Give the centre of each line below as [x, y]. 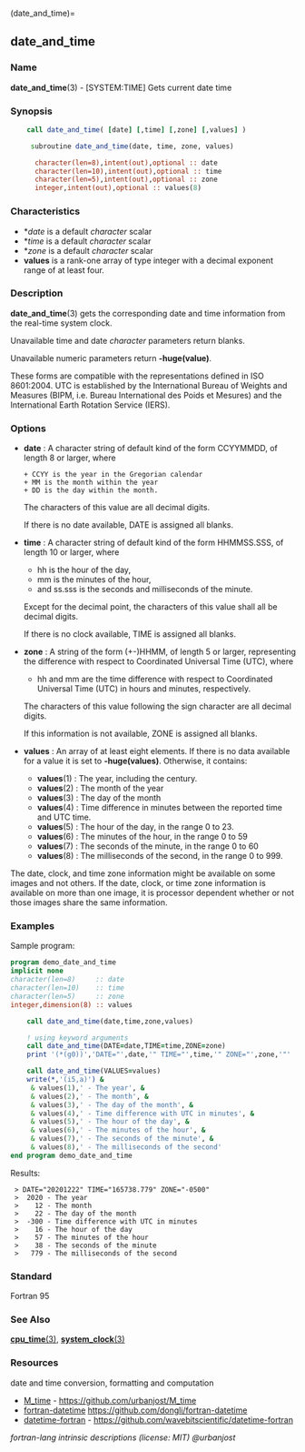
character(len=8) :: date [68, 980]
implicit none [37, 971]
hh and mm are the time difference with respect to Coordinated [155, 679]
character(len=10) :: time [68, 988]
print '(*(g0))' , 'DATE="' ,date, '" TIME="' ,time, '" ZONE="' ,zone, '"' [159, 1054]
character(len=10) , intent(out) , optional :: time [128, 171]
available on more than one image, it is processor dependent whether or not [152, 893]
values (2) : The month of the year [100, 788]
